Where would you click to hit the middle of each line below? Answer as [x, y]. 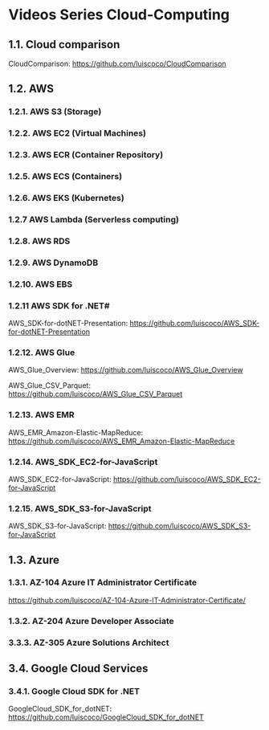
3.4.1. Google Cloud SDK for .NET [74, 691]
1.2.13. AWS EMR [41, 415]
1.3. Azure [34, 560]
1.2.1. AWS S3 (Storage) [55, 112]
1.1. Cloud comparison [64, 45]
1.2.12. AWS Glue [42, 353]
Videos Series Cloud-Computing [119, 15]
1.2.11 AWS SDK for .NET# [59, 305]
